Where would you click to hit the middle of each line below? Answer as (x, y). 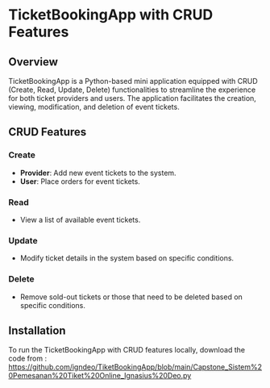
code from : (27, 359)
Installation (37, 330)
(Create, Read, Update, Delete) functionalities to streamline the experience (132, 90)
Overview (33, 62)
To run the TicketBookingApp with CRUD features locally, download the (127, 350)
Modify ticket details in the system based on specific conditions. (127, 258)
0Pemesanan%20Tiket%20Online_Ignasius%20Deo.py (100, 376)
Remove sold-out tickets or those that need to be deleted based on (131, 297)
